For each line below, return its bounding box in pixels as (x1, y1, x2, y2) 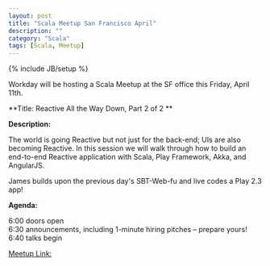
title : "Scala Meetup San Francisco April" (8, 19, 157, 27)
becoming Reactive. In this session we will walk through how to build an (8, 143, 247, 153)
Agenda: (8, 201, 38, 210)
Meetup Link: (8, 249, 52, 259)
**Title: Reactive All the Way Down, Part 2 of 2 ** (8, 104, 173, 114)
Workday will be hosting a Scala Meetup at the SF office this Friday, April (8, 80, 250, 89)
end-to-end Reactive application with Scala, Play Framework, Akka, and (8, 152, 247, 162)
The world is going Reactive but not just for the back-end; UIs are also (8, 135, 242, 145)
